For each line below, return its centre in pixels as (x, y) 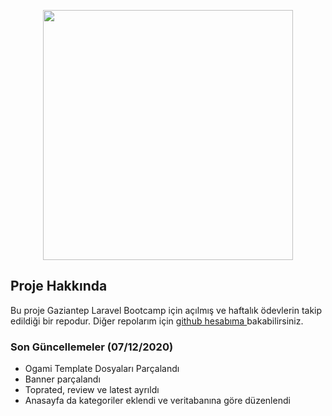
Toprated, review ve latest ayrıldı (92, 390)
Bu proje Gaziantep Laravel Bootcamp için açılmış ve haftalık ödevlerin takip (166, 310)
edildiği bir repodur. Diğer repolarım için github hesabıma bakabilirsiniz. (157, 321)
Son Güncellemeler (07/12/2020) (92, 347)
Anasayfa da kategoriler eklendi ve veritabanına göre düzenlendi (157, 401)
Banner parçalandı (62, 379)
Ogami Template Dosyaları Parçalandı (102, 369)
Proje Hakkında (59, 286)
